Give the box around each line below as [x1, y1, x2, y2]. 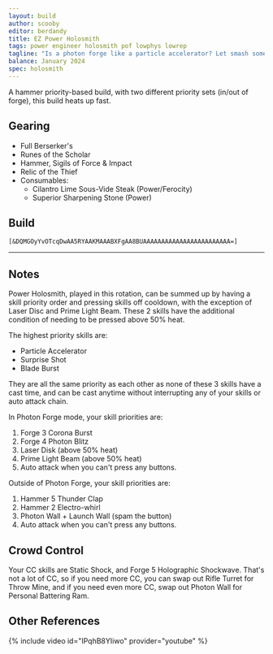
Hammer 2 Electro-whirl [19, 503, 101, 513]
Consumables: [19, 175, 69, 185]
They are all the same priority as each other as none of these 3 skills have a [8, 379, 262, 389]
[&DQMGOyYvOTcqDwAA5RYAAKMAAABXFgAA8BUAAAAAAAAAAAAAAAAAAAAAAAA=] [8, 237, 238, 246]
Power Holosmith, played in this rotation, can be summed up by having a [8, 289, 251, 299]
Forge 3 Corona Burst [19, 428, 93, 438]
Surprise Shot [19, 355, 67, 365]
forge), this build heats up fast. [8, 95, 111, 106]
